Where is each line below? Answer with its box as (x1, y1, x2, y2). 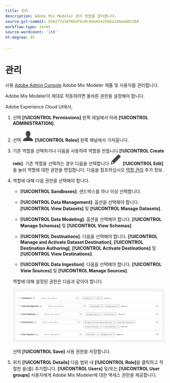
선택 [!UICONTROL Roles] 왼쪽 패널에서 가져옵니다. (12, 137, 129, 143)
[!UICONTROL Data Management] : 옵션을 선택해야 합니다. (20, 199, 140, 205)
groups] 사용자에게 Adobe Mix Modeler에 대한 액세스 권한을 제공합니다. (12, 372, 157, 378)
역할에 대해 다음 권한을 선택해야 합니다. (12, 178, 90, 184)
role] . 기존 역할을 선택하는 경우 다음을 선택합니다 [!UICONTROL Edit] (12, 160, 163, 166)
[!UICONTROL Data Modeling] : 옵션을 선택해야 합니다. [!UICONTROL (20, 216, 162, 222)
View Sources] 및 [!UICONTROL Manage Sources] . (20, 267, 129, 273)
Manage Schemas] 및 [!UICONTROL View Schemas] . (20, 222, 133, 228)
